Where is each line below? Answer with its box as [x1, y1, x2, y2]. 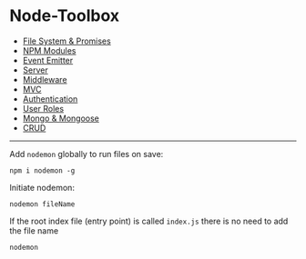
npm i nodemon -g [9, 165, 76, 175]
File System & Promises [22, 35, 111, 46]
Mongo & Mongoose [22, 113, 100, 124]
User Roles [22, 103, 65, 114]
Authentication [22, 93, 78, 105]
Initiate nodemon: [9, 182, 76, 193]
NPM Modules [22, 45, 76, 55]
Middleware [22, 74, 67, 85]
